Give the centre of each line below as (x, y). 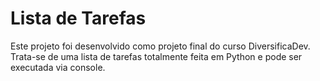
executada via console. (58, 67)
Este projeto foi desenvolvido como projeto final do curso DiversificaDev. (160, 46)
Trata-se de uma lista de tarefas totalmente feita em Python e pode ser (156, 56)
